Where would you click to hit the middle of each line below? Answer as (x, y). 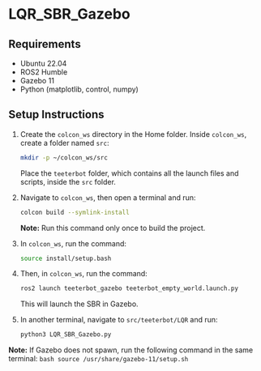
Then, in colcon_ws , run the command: (83, 274)
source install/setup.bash (66, 258)
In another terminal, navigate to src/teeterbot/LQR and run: (119, 320)
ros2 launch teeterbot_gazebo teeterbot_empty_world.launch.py (129, 288)
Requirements (45, 44)
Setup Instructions (56, 115)
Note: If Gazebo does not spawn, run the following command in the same (131, 350)
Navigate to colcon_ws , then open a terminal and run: (108, 197)
